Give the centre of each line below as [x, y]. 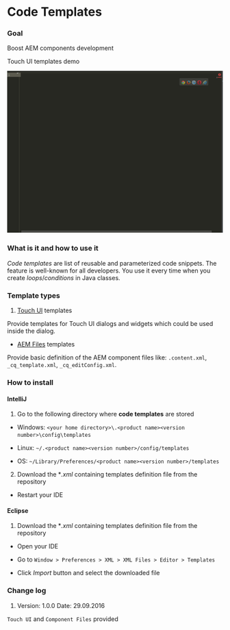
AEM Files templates [46, 344]
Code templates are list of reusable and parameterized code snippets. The [112, 263]
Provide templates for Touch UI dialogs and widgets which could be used [110, 324]
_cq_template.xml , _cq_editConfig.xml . [62, 365]
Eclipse [18, 510]
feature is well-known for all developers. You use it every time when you [109, 270]
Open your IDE [38, 546]
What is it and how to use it [53, 249]
